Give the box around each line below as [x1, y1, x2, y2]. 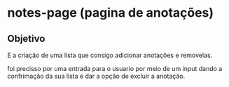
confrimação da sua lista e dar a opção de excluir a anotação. [7, 72, 186, 80]
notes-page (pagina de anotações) [7, 5, 214, 21]
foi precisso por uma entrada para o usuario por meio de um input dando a [7, 65, 223, 72]
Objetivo [7, 33, 46, 45]
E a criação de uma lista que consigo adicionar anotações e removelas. [7, 51, 213, 59]
